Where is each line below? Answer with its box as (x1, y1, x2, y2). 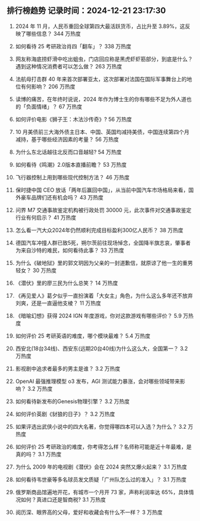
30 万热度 (32, 267, 57, 274)
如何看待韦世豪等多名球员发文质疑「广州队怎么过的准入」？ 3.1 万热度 (15, 476, 187, 483)
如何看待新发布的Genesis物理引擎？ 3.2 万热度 (15, 398, 130, 405)
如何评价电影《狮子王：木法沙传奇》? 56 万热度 (15, 116, 132, 123)
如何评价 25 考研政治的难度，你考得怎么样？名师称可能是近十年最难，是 (15, 443, 192, 450)
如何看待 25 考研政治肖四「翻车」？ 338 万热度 (15, 42, 132, 49)
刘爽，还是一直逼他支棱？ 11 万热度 (15, 300, 102, 307)
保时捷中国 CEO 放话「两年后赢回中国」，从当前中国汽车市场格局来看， (15, 186, 189, 194)
